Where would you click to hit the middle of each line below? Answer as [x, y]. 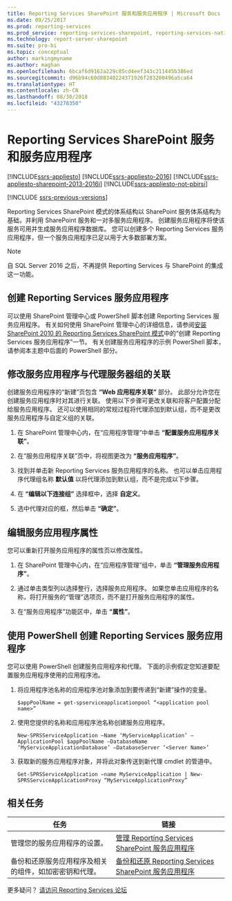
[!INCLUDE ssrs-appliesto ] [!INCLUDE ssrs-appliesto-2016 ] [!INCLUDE [106, 176]
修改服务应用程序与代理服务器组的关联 [89, 375]
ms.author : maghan [33, 65]
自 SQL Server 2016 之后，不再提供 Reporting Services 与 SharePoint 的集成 [115, 265]
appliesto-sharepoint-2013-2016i [54, 184]
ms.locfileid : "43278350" [44, 104]
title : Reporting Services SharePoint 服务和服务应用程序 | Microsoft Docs [114, 13]
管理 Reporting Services [155, 837]
